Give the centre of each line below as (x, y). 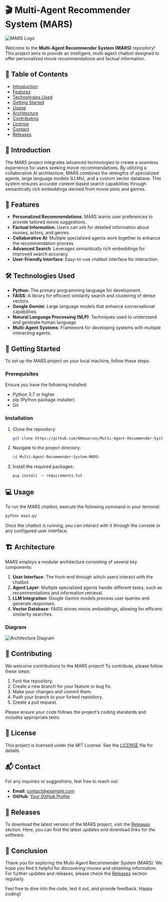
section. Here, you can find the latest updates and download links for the (80, 830)
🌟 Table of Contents (37, 74)
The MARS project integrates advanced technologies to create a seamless (82, 162)
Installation (19, 418)
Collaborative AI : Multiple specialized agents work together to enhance (86, 238)
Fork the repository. (33, 681)
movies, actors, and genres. (41, 233)
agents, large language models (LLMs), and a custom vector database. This (83, 178)
